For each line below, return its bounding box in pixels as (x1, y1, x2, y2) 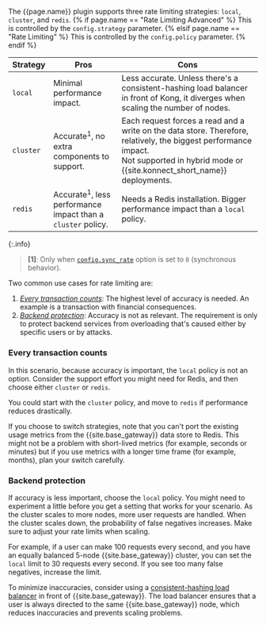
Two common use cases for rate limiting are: (8, 278, 154, 288)
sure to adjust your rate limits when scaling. (8, 527, 150, 536)
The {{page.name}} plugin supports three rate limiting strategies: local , (8, 7, 241, 16)
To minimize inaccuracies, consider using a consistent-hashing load (8, 582, 230, 592)
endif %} (8, 40, 37, 50)
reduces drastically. (8, 406, 73, 416)
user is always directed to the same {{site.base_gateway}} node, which (8, 599, 240, 609)
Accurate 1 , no (52, 129, 105, 142)
